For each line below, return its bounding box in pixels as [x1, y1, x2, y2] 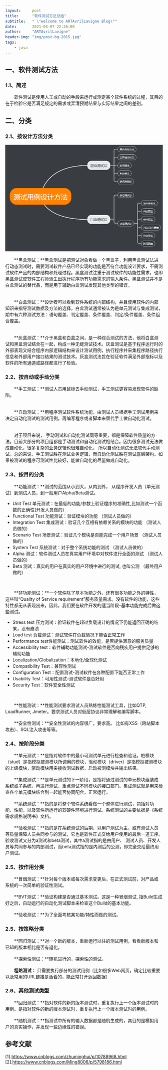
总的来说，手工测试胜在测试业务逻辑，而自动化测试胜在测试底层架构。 [13, 451, 158, 457]
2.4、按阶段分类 [5, 740, 44, 747]
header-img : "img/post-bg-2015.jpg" [5, 35, 81, 40]
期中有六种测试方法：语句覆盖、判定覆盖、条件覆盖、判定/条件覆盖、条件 [5, 311, 156, 318]
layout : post [5, 8, 41, 13]
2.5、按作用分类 [5, 863, 44, 870]
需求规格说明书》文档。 [5, 813, 53, 819]
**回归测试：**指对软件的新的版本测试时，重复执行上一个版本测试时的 [13, 999, 159, 1005]
